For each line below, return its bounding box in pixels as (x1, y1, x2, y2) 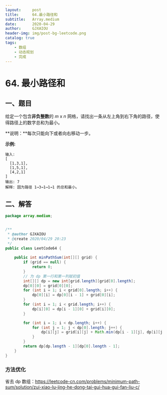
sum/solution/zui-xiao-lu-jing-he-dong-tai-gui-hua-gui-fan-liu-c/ (5, 384, 140, 390)
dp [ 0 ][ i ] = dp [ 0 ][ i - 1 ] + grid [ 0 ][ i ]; (32, 293, 116, 298)
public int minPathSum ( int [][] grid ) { (14, 255, 98, 260)
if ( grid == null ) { (23, 260, 66, 265)
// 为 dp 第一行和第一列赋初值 (23, 274, 80, 279)
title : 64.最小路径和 (5, 12, 58, 17)
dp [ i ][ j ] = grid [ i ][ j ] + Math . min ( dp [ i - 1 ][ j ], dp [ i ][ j (41, 330, 163, 335)
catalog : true (5, 36, 35, 41)
